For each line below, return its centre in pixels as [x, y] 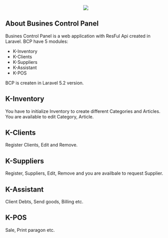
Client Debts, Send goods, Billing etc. [44, 202]
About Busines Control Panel [52, 24]
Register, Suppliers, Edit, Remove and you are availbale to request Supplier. [84, 173]
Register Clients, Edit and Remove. [42, 145]
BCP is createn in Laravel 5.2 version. [45, 83]
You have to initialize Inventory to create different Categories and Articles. [83, 111]
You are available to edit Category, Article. [50, 116]
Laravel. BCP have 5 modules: [37, 41]
